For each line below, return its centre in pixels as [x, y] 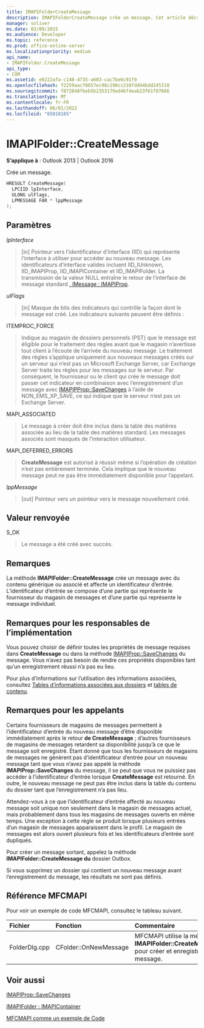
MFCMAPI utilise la [161, 936]
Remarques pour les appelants [65, 710]
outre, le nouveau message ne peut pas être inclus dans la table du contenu [101, 783]
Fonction [69, 925]
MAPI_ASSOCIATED [31, 414]
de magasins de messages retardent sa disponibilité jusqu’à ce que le [93, 744]
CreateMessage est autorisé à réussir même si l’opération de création [109, 462]
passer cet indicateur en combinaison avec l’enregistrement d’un [102, 383]
